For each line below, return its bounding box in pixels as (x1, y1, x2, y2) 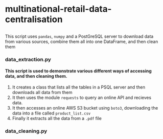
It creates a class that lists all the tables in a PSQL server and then (12, 84, 145, 90)
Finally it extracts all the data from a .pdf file (12, 115, 102, 121)
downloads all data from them (12, 89, 72, 95)
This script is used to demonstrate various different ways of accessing (5, 68, 152, 74)
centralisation (5, 14, 63, 25)
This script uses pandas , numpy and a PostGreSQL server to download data (5, 33, 154, 39)
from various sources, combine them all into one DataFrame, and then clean (5, 38, 158, 45)
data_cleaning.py (5, 127, 47, 134)
